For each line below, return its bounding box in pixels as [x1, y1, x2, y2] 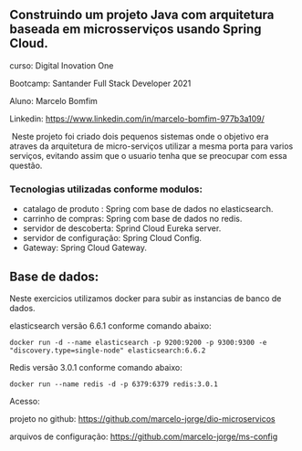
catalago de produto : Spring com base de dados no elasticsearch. [22, 204, 274, 215]
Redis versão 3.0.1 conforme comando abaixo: [9, 362, 182, 372]
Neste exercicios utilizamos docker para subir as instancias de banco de [9, 292, 282, 304]
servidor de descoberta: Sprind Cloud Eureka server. [22, 223, 222, 234]
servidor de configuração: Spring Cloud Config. [22, 233, 203, 244]
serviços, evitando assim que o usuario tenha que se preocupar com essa [9, 150, 287, 161]
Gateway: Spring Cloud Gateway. [22, 242, 148, 254]
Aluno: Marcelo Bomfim [9, 95, 99, 106]
